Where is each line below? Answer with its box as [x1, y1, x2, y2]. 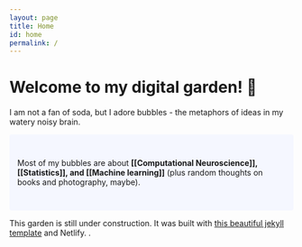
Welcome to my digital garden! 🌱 [9, 78, 258, 97]
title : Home [9, 22, 54, 31]
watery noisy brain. [9, 116, 81, 127]
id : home [9, 30, 42, 39]
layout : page [9, 13, 59, 23]
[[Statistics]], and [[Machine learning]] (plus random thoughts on [17, 168, 263, 178]
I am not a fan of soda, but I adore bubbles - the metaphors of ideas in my [9, 107, 284, 118]
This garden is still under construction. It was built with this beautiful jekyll [9, 218, 284, 229]
